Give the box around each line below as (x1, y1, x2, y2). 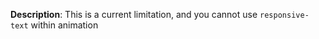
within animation (30, 19, 99, 31)
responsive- (259, 10, 310, 20)
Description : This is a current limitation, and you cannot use (10, 9, 258, 20)
